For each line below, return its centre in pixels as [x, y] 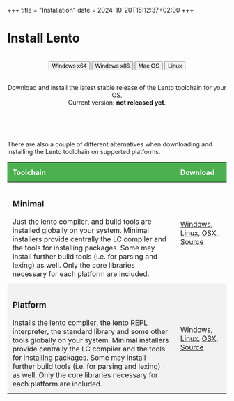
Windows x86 [112, 66]
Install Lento [44, 38]
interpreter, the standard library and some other [91, 331]
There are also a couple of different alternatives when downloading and [110, 144]
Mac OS [149, 66]
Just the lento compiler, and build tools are [82, 221]
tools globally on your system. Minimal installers [91, 340]
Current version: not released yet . [117, 102]
